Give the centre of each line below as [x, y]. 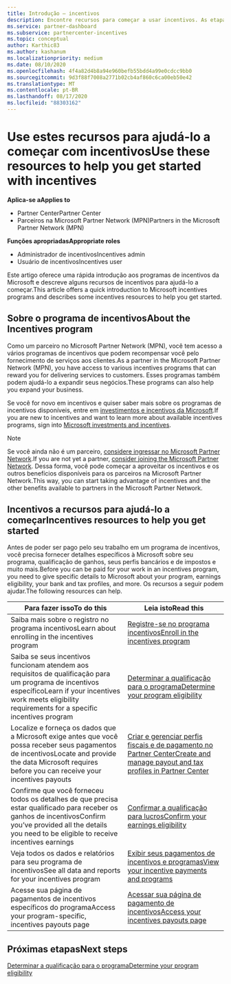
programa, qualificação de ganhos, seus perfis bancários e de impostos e [112, 562]
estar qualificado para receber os [64, 808]
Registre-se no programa [168, 624]
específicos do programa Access [63, 908]
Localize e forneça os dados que [64, 728]
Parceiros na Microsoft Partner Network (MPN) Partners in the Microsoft [118, 220]
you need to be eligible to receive [64, 834]
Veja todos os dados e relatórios [63, 853]
